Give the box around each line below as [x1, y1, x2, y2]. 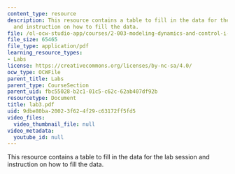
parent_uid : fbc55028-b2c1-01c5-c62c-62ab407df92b [7, 88, 158, 95]
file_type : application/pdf [7, 43, 90, 50]
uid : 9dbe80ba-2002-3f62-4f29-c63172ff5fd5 [7, 108, 136, 115]
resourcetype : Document [7, 95, 77, 102]
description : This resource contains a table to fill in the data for [7, 17, 218, 24]
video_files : [7, 114, 45, 121]
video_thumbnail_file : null [13, 120, 96, 128]
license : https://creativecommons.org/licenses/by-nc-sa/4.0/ [7, 62, 192, 69]
